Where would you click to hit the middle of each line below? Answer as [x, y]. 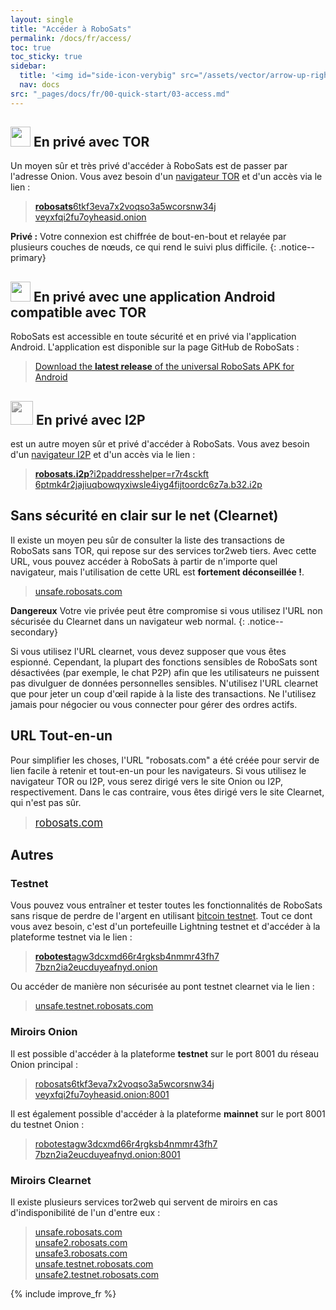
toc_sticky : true [46, 57]
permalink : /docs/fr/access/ [71, 38]
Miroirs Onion [44, 1032]
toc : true [31, 47]
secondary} [34, 632]
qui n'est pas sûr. [46, 802]
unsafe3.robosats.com [81, 1253]
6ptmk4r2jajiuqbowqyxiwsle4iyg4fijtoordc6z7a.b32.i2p [148, 485]
